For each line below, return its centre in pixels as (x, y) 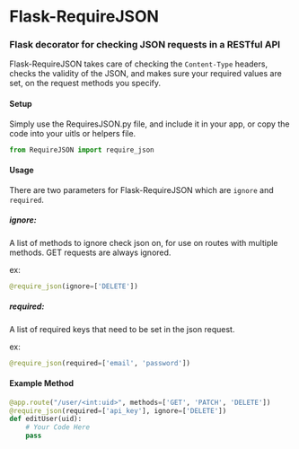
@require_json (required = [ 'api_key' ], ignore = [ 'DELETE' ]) (118, 410)
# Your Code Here (58, 427)
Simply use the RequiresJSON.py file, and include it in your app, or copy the (149, 124)
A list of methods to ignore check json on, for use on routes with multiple (144, 242)
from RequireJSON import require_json (82, 150)
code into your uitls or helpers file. (73, 133)
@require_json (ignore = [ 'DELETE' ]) (74, 286)
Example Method (42, 383)
